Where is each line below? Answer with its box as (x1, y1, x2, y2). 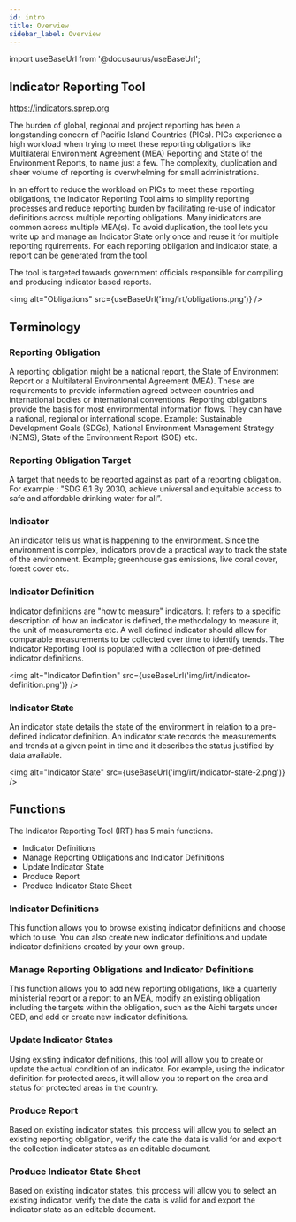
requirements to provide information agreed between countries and (9, 384, 254, 395)
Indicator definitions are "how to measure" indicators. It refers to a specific (9, 606, 281, 616)
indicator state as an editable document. (9, 1204, 156, 1215)
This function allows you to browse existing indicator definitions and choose (9, 923, 286, 933)
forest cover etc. (9, 563, 69, 574)
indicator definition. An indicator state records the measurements (39, 731, 277, 742)
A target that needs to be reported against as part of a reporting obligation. (9, 475, 282, 485)
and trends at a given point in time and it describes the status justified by (9, 740, 274, 751)
